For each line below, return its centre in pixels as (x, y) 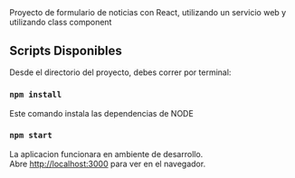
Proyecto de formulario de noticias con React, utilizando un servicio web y (148, 13)
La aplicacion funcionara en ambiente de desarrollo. (106, 154)
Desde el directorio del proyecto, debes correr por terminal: (120, 72)
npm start (31, 136)
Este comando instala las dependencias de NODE (102, 113)
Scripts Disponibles (66, 50)
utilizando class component (61, 23)
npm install (36, 95)
